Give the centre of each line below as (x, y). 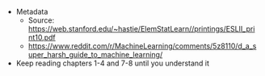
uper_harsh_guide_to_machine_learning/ (95, 55)
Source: (41, 20)
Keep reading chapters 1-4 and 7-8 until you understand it (113, 63)
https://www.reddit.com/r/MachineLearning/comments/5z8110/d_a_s (142, 46)
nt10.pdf (42, 37)
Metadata (32, 12)
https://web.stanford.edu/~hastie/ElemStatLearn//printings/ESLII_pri (141, 29)
